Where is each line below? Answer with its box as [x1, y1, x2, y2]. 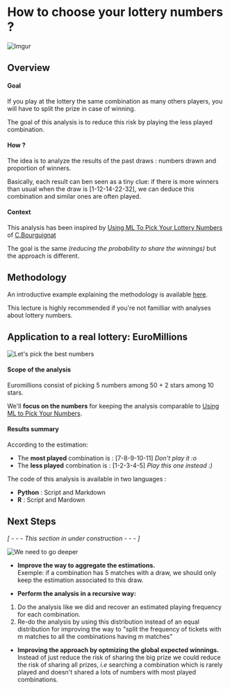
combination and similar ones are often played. [7, 192, 141, 200]
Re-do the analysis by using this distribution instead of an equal [17, 617, 200, 626]
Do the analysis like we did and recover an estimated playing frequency [17, 602, 222, 611]
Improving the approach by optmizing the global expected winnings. [17, 645, 219, 654]
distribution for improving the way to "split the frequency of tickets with [17, 624, 222, 633]
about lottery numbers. [7, 310, 73, 319]
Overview [7, 62, 51, 74]
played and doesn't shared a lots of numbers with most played [17, 667, 197, 676]
